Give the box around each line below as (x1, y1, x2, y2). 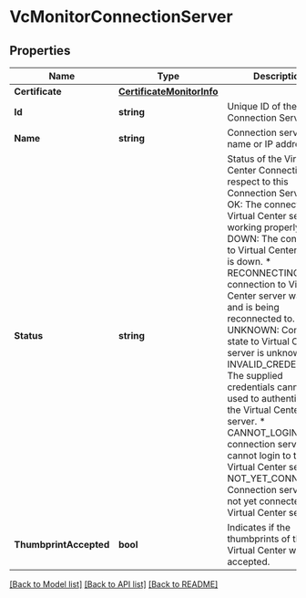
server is (227, 347, 265, 359)
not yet (227, 495, 258, 508)
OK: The (227, 198, 262, 211)
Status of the (227, 152, 282, 165)
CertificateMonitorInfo (117, 85, 219, 98)
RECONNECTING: (227, 267, 303, 279)
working (227, 221, 262, 234)
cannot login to (227, 449, 291, 462)
